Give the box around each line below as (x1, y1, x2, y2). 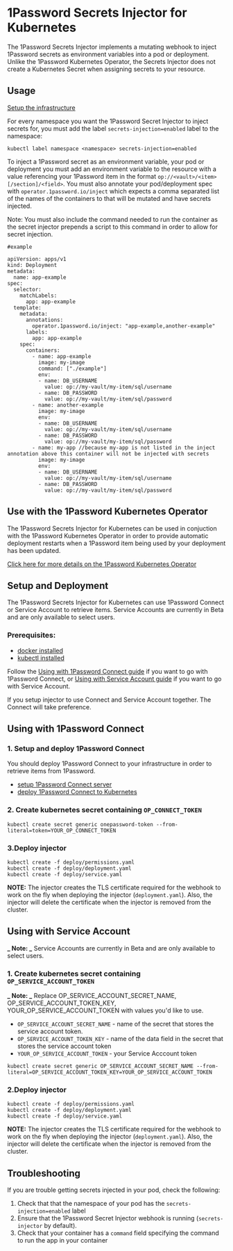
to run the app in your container (17, 1236, 108, 1245)
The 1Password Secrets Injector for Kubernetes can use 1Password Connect (7, 598, 225, 606)
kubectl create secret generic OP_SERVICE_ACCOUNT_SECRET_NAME (7, 1063, 194, 1070)
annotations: (25, 316, 64, 323)
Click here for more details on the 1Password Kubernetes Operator (7, 560, 197, 568)
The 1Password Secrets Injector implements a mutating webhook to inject (7, 42, 217, 51)
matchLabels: (19, 292, 58, 299)
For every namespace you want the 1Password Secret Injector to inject (7, 117, 209, 125)
